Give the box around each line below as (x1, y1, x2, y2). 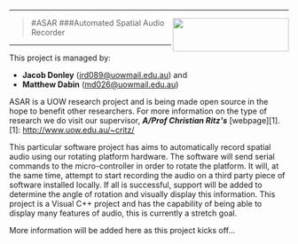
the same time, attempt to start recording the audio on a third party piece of (9, 170, 286, 180)
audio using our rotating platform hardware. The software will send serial (9, 152, 275, 161)
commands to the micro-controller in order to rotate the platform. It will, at (9, 161, 279, 171)
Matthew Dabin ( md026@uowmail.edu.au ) (21, 79, 179, 90)
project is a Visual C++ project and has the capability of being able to (9, 199, 263, 209)
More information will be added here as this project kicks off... (9, 225, 236, 235)
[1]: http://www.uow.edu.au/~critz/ (9, 125, 135, 135)
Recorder (30, 28, 66, 37)
